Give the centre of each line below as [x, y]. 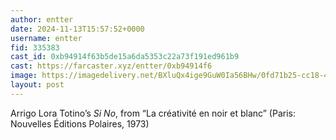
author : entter [42, 19]
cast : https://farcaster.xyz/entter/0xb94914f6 [111, 66]
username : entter [46, 38]
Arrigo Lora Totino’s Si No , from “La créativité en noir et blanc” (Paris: [153, 113]
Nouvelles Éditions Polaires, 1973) [80, 123]
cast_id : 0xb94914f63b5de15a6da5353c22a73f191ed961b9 [125, 57]
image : [24, 76]
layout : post [37, 85]
